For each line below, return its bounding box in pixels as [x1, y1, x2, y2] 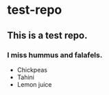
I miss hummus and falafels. [7, 50, 103, 60]
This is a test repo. [7, 30, 88, 41]
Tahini [16, 73, 35, 81]
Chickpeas [16, 65, 48, 74]
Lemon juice [16, 80, 52, 88]
